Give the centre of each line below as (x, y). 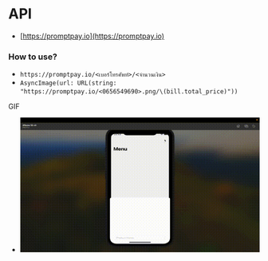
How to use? (33, 57)
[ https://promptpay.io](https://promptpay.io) (92, 36)
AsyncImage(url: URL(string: (68, 83)
